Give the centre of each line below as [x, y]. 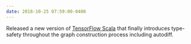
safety [14, 34]
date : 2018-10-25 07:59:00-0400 [46, 11]
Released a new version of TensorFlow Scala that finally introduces [88, 28]
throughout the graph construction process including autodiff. [98, 34]
